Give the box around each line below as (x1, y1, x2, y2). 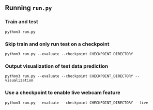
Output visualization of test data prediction (5, 63, 108, 69)
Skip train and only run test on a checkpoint (5, 41, 110, 47)
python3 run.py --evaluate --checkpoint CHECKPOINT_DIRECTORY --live (5, 100, 149, 105)
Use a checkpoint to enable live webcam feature (5, 89, 121, 96)
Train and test (5, 18, 39, 25)
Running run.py (5, 4, 52, 12)
